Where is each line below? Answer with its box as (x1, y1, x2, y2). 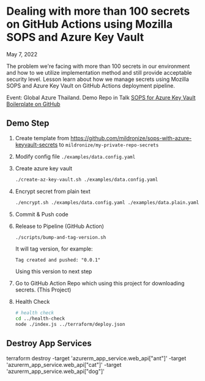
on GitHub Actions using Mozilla (6, 17, 173, 31)
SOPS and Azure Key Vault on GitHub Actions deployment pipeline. (6, 81, 176, 89)
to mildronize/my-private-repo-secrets (59, 141, 159, 148)
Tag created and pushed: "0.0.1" (15, 257, 101, 263)
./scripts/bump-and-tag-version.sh (15, 234, 106, 240)
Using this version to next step (15, 268, 92, 275)
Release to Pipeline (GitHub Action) (15, 222, 104, 230)
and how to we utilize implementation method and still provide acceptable (6, 69, 192, 76)
